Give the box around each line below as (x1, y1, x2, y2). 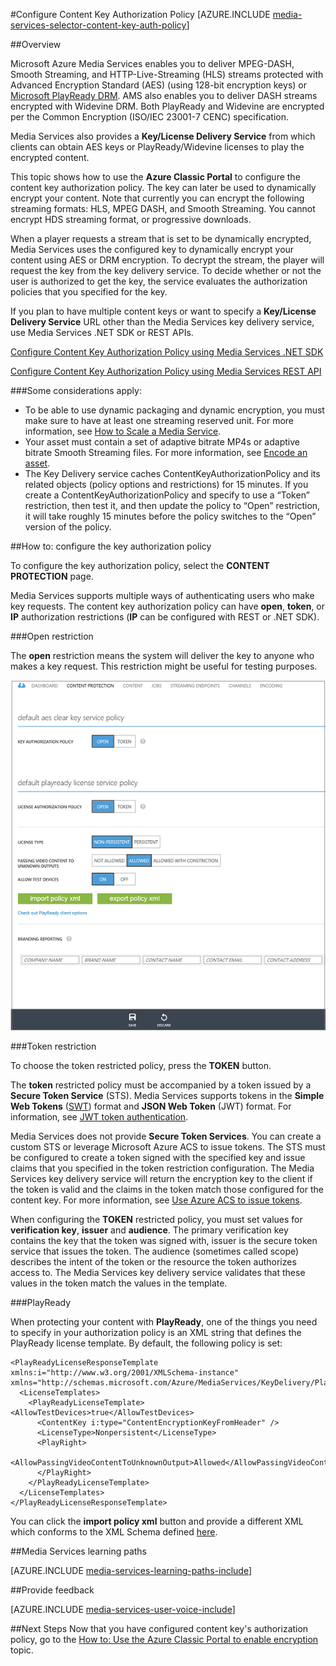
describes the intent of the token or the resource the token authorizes (10, 1256, 297, 1268)
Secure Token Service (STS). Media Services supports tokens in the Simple (10, 1090, 325, 1102)
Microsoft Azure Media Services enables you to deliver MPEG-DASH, (10, 58, 295, 69)
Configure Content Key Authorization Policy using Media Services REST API (10, 365, 322, 377)
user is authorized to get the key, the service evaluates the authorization (10, 275, 308, 287)
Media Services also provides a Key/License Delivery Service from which (10, 130, 316, 142)
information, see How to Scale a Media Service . (24, 425, 222, 437)
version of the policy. (24, 521, 112, 533)
